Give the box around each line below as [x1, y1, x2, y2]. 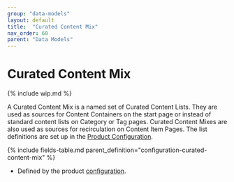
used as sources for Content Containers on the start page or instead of [7, 110, 212, 119]
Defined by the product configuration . [17, 167, 126, 175]
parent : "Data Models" [7, 36, 73, 43]
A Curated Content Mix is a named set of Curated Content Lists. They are [7, 103, 218, 112]
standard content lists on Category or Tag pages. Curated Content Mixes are [7, 118, 228, 126]
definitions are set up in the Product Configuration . [7, 132, 154, 141]
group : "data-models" [7, 10, 71, 17]
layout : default [7, 17, 54, 24]
